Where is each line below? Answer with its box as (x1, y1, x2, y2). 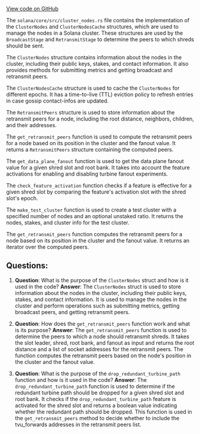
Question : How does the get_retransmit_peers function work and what (14, 320, 190, 327)
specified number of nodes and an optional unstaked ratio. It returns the (6, 213, 183, 219)
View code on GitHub (6, 5, 59, 12)
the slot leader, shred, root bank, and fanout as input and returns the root (14, 339, 195, 346)
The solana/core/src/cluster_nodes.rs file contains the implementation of (6, 17, 190, 23)
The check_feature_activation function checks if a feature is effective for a (6, 182, 192, 189)
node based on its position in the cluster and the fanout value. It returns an (6, 237, 190, 244)
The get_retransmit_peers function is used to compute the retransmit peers (6, 133, 192, 140)
